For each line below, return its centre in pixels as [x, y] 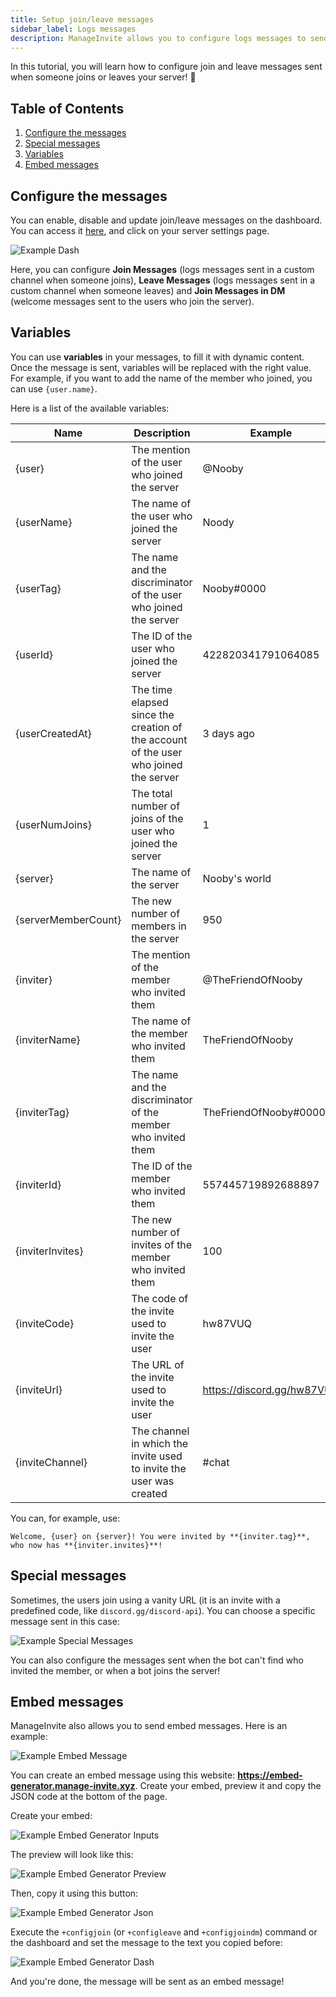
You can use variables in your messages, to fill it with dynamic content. [157, 357]
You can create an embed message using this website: [123, 1775]
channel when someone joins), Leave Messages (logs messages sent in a [163, 280]
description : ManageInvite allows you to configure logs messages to [158, 38]
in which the [160, 1443]
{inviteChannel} [51, 1462]
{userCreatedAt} [53, 733]
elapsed [150, 702]
